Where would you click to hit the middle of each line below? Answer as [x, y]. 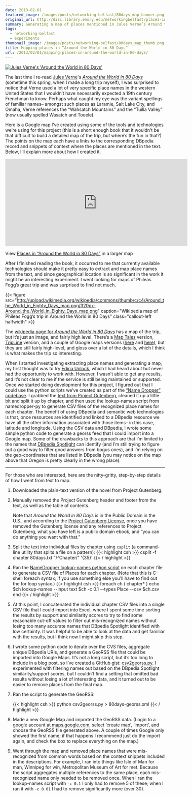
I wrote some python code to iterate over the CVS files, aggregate [81, 646]
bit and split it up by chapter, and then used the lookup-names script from [82, 401]
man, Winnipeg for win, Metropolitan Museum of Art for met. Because [85, 767]
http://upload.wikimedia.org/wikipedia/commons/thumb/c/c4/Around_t [91, 300]
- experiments [25, 39]
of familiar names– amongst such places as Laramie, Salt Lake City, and [80, 104]
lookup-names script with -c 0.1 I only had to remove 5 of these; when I [88, 783]
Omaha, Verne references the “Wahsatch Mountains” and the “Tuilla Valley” [84, 109]
